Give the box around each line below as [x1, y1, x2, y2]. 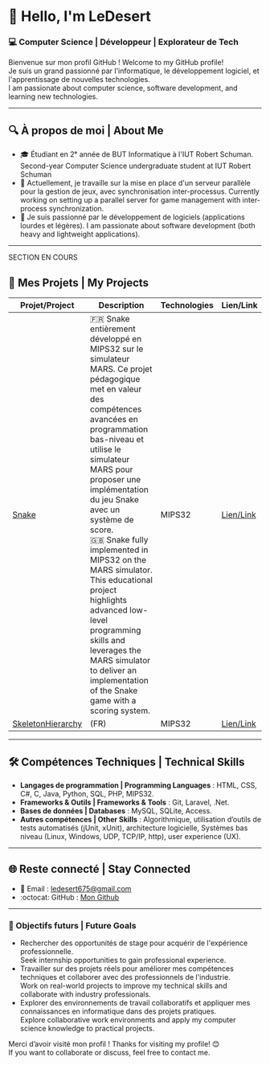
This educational [89, 575, 153, 586]
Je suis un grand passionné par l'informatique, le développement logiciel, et [8, 66, 260, 76]
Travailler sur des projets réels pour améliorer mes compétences [19, 964, 235, 973]
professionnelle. [19, 947, 74, 956]
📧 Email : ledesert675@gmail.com [19, 883, 132, 893]
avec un [89, 504, 121, 515]
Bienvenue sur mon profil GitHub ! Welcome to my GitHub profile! [8, 58, 224, 68]
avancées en [89, 414, 138, 425]
